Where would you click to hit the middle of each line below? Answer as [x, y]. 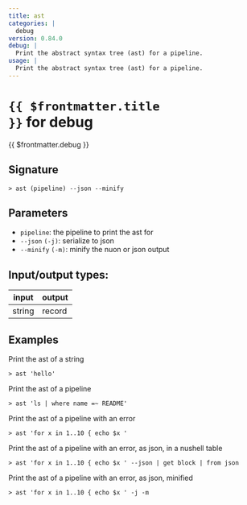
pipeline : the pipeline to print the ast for [86, 232]
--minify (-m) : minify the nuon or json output [95, 250]
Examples [33, 339]
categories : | [32, 23]
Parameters [38, 213]
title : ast [27, 16]
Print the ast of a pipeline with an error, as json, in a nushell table [115, 448]
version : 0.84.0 [35, 38]
